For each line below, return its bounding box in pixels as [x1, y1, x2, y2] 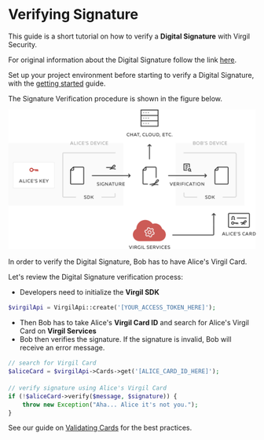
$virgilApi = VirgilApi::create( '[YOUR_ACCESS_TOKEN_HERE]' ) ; [8, 304, 216, 312]
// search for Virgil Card [8, 359, 97, 367]
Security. [8, 39, 38, 49]
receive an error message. [19, 343, 105, 353]
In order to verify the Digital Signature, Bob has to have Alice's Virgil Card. [8, 257, 247, 266]
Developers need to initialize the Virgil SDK [19, 288, 159, 297]
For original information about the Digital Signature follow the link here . [8, 55, 237, 64]
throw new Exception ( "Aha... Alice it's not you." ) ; [22, 401, 199, 409]
